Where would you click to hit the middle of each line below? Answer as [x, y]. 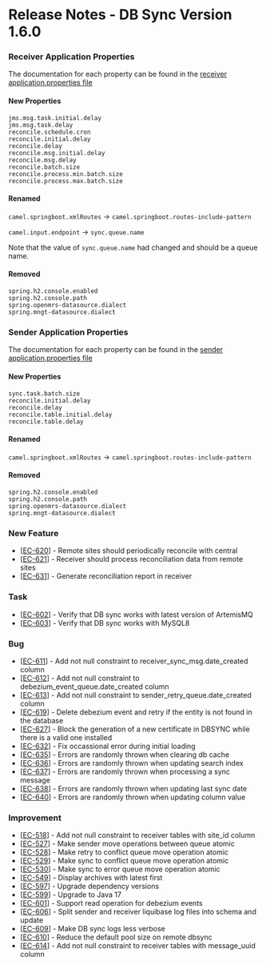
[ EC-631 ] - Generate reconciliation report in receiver [106, 576]
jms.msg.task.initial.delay [55, 118]
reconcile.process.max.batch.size [66, 181]
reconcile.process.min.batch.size [66, 174]
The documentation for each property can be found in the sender [116, 350]
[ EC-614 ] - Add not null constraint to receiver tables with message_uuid [137, 946]
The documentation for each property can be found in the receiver [118, 74]
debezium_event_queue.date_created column [94, 687]
